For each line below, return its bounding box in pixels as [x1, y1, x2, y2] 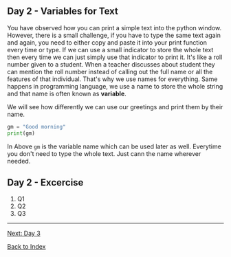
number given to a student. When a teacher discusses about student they [7, 60, 215, 68]
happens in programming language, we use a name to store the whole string [7, 82, 223, 90]
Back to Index [7, 243, 46, 251]
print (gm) [7, 130, 36, 137]
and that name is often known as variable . [7, 89, 127, 98]
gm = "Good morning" [7, 123, 67, 130]
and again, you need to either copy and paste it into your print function [7, 38, 208, 47]
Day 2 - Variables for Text [7, 5, 118, 17]
